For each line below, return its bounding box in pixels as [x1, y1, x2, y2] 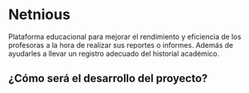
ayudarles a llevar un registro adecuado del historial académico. [8, 48, 220, 58]
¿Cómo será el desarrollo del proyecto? [8, 72, 208, 85]
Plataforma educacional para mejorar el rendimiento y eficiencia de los [8, 32, 242, 41]
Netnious [8, 6, 70, 24]
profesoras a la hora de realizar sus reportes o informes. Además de [8, 40, 234, 49]
